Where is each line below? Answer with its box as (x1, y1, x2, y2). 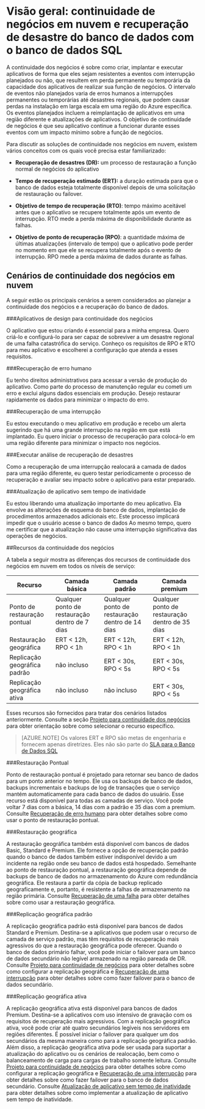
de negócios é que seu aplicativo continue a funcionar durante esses (6, 122, 180, 129)
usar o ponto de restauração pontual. (6, 816, 99, 824)
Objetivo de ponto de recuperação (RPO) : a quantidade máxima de (15, 233, 185, 241)
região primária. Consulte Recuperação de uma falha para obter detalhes (6, 892, 190, 899)
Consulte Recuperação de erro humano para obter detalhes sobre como (6, 810, 188, 817)
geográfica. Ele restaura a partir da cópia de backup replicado (6, 879, 163, 886)
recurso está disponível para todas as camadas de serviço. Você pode (6, 797, 184, 804)
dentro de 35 (152, 618, 190, 626)
